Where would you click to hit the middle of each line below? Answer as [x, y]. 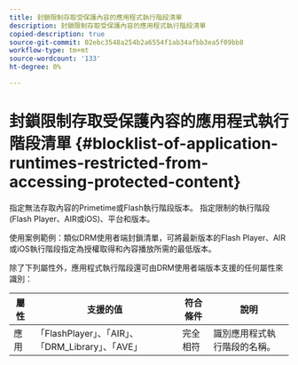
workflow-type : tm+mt [49, 51]
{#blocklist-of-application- [176, 144]
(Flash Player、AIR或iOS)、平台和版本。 [82, 218]
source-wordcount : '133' [55, 59]
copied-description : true [57, 34]
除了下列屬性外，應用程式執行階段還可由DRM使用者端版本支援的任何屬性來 [146, 267]
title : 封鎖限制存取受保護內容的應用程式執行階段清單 [96, 17]
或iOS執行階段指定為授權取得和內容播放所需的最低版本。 [113, 249]
